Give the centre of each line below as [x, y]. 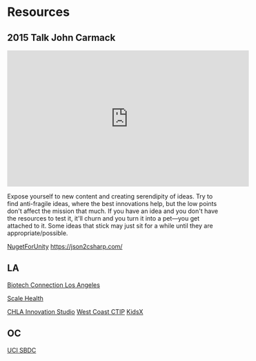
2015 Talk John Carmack [61, 38]
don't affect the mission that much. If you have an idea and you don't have [113, 211]
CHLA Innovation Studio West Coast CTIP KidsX [75, 311]
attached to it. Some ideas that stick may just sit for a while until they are [110, 226]
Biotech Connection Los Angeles [53, 285]
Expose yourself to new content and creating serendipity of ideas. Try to [110, 196]
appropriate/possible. [38, 233]
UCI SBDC [22, 350]
